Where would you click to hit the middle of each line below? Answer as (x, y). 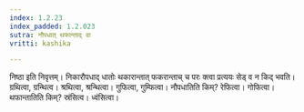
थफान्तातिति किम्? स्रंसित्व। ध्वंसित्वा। (65, 97)
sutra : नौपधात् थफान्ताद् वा (50, 35)
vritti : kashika (40, 43)
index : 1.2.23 (36, 18)
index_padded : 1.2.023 (52, 26)
